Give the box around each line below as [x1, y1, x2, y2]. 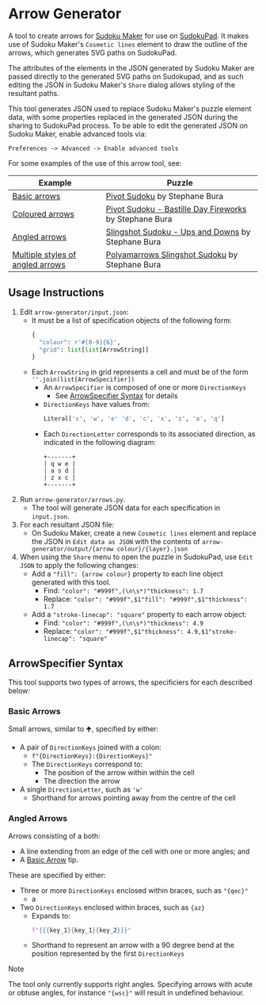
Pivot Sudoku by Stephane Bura [105, 190, 224, 201]
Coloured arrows [12, 208, 75, 219]
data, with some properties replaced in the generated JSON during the [8, 112, 238, 121]
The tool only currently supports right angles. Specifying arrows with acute [8, 980, 253, 989]
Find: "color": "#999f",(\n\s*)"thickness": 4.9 [43, 618, 204, 627]
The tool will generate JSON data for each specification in [31, 503, 221, 512]
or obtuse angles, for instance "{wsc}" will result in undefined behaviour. [8, 988, 245, 998]
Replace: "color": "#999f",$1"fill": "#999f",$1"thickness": [43, 594, 248, 604]
